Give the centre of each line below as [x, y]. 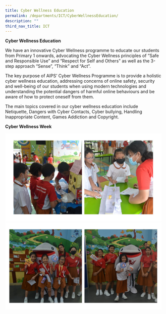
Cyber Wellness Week [28, 127]
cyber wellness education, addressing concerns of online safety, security [80, 81]
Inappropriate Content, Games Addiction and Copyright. [62, 117]
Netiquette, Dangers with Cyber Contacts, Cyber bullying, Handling [74, 112]
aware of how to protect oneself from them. [50, 97]
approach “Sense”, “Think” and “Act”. [53, 66]
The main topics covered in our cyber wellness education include [72, 106]
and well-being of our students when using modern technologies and [76, 86]
